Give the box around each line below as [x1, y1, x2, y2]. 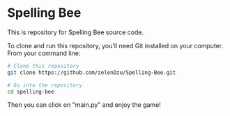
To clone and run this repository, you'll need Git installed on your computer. [7, 41, 224, 50]
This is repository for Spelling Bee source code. [7, 28, 144, 36]
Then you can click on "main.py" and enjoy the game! [7, 101, 162, 109]
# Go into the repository [7, 82, 82, 89]
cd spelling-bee [7, 88, 54, 95]
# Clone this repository [7, 62, 79, 69]
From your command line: [7, 49, 81, 57]
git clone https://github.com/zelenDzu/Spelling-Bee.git [7, 68, 176, 76]
